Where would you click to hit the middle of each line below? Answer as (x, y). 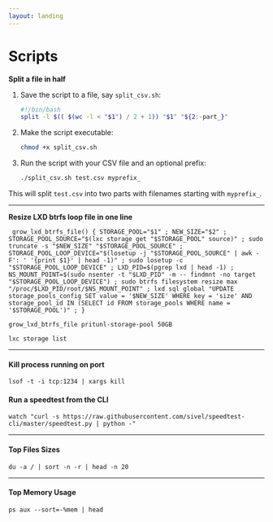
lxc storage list (38, 339)
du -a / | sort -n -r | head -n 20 (69, 467)
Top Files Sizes (35, 450)
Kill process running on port (56, 364)
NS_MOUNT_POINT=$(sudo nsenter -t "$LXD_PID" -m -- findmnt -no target (132, 275)
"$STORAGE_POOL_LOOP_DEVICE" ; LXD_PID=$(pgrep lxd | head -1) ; (121, 268)
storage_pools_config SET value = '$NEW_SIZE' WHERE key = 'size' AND (130, 296)
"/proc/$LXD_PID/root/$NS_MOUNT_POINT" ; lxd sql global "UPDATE (121, 289)
